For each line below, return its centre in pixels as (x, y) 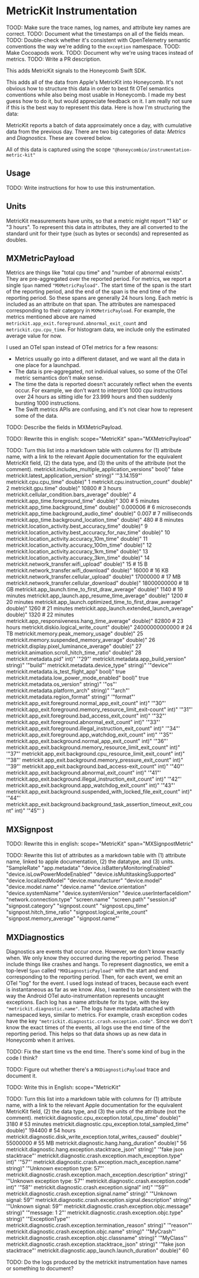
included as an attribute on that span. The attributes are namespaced (91, 304)
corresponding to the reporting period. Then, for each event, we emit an (94, 977)
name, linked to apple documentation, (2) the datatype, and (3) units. (91, 862)
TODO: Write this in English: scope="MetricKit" (64, 1087)
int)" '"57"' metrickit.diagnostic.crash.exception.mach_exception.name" (94, 1162)
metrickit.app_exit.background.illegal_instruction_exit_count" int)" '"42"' (94, 779)
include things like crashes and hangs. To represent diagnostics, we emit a (97, 964)
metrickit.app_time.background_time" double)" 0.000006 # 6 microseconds (99, 508)
